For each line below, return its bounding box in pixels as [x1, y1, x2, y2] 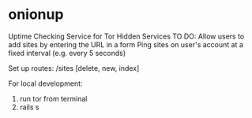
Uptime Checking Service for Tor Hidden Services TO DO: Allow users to [8, 31, 245, 41]
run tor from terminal [19, 94, 88, 103]
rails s [19, 102, 39, 112]
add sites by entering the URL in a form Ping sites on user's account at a [8, 39, 243, 49]
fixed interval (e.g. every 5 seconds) [8, 48, 126, 57]
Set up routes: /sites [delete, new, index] [8, 63, 140, 72]
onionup [8, 6, 64, 24]
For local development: [8, 79, 83, 88]
